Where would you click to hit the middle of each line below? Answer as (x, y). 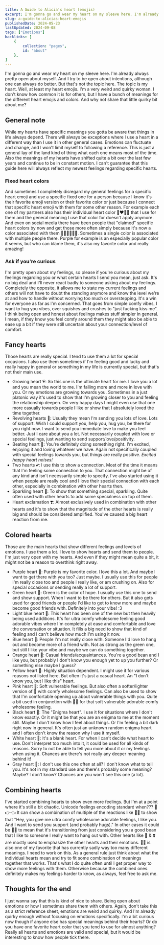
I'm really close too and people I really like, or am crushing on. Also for (83, 582)
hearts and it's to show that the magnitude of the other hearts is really (82, 509)
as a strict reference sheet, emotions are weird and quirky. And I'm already (80, 911)
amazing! (14, 249)
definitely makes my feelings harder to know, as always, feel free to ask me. (81, 874)
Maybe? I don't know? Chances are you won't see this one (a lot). (78, 775)
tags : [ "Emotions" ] (25, 32)
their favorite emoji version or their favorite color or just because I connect (80, 202)
